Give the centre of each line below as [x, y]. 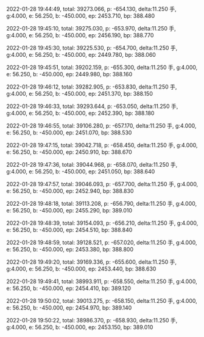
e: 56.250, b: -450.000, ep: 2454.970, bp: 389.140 [69, 308]
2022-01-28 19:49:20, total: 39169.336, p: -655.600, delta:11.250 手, [92, 262]
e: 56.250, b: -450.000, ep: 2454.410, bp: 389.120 [69, 288]
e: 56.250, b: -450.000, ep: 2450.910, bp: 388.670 [69, 152]
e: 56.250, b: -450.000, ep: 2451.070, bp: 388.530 [69, 132]
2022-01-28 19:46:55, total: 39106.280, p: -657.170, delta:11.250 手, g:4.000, [101, 126]
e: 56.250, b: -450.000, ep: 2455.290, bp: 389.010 [69, 210]
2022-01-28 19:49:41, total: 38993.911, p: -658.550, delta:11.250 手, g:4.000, [102, 281]
